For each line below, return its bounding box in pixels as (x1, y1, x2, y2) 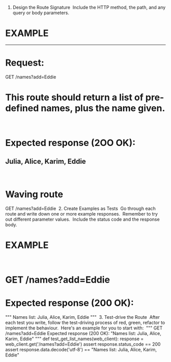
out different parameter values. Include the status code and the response (5, 216, 160, 222)
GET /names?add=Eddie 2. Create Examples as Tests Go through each (5, 205, 156, 212)
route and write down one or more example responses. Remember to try (5, 210, 158, 217)
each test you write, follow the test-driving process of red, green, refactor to (5, 319, 165, 325)
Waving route (5, 189, 64, 200)
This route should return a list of (5, 92, 144, 103)
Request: (5, 57, 44, 69)
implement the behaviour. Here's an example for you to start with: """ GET (5, 325, 163, 331)
